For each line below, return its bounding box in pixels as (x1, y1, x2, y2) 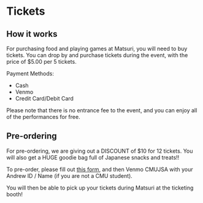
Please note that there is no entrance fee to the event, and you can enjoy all (6, 107, 197, 114)
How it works (6, 29, 58, 39)
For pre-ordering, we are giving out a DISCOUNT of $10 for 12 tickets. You (6, 147, 193, 155)
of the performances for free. (6, 113, 81, 120)
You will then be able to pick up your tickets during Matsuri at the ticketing (6, 184, 194, 191)
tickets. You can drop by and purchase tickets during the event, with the (6, 52, 188, 59)
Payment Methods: (6, 70, 54, 77)
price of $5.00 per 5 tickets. (6, 58, 77, 65)
